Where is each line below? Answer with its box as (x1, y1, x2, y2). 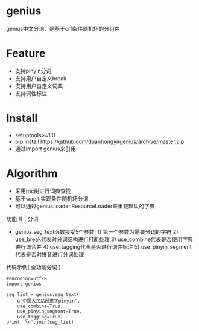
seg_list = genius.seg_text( (6, 291, 80, 297)
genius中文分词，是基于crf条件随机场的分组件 (6, 25, 120, 32)
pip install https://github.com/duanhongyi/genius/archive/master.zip (14, 138, 185, 145)
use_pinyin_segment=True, (17, 308, 83, 315)
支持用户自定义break (14, 74, 67, 82)
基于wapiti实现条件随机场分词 (14, 194, 89, 202)
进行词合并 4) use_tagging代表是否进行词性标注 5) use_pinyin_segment (14, 243, 192, 250)
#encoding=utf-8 (6, 275, 47, 281)
